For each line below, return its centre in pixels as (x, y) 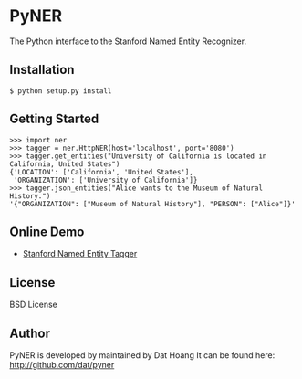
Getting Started (54, 119)
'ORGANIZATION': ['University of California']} (105, 180)
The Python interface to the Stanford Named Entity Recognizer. (128, 41)
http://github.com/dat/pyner (62, 365)
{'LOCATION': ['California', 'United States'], (102, 172)
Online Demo (47, 232)
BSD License (33, 305)
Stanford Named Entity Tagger (80, 254)
